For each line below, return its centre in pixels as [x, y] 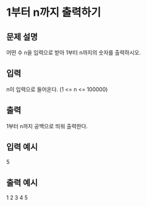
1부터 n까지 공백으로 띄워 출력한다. [47, 126]
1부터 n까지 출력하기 [54, 12]
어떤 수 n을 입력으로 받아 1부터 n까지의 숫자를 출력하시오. [74, 53]
